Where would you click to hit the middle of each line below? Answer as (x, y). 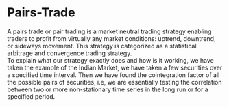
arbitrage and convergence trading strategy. (70, 53)
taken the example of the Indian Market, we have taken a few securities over (115, 67)
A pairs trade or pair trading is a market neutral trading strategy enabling (109, 31)
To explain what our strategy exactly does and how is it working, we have (111, 60)
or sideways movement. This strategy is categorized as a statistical (102, 46)
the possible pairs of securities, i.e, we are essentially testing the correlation (114, 82)
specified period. (31, 96)
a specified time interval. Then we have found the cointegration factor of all (113, 75)
